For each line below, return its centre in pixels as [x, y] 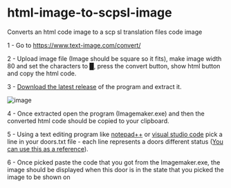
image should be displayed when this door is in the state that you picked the [115, 169]
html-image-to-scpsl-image [90, 13]
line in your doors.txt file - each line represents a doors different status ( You [115, 141]
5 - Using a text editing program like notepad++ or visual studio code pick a [115, 134]
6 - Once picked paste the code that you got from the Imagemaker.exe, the [114, 162]
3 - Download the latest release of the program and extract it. [94, 86]
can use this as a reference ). [48, 149]
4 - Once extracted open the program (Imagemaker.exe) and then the [106, 113]
